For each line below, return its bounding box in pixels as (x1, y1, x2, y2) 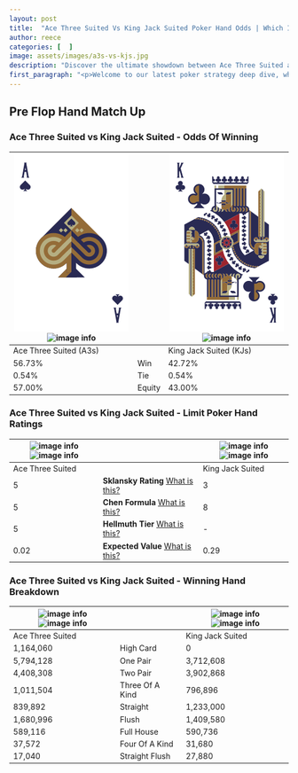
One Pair (119, 655, 152, 666)
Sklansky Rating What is (102, 475, 193, 486)
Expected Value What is (102, 541, 192, 551)
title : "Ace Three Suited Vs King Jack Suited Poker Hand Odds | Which (9, 23, 284, 33)
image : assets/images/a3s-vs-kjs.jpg (9, 51, 149, 61)
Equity (137, 382, 161, 394)
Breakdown (9, 586, 59, 598)
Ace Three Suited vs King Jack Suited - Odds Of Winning (9, 131, 259, 144)
